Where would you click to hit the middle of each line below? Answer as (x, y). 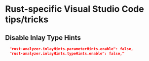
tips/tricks (27, 19)
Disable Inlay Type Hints (43, 38)
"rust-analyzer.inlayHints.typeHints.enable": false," (67, 53)
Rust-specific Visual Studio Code (74, 9)
